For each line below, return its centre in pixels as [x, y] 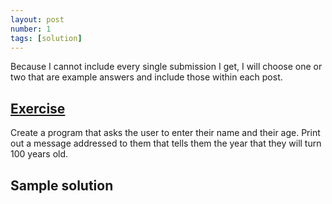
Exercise [38, 108]
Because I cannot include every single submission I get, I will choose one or [166, 67]
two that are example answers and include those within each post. [146, 77]
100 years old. [39, 154]
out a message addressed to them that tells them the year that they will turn [166, 143]
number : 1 [31, 29]
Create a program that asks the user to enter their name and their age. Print [165, 133]
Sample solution [62, 185]
